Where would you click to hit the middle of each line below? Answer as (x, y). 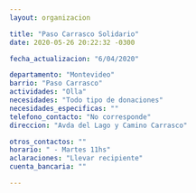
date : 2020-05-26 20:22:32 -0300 (72, 42)
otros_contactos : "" (48, 142)
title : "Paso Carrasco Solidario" (75, 34)
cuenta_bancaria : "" (48, 167)
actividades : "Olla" (48, 92)
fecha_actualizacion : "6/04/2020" (75, 59)
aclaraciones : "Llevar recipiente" (76, 159)
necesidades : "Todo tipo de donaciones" (87, 100)
